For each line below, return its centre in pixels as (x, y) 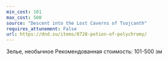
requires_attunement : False (42, 29)
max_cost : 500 (24, 18)
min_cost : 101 (24, 12)
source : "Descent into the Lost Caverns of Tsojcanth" (77, 23)
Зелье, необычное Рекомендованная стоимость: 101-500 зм (84, 51)
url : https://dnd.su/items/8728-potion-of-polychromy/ (77, 34)
